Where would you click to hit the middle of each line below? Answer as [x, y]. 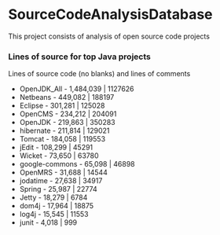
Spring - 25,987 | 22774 [58, 189]
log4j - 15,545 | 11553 [54, 215]
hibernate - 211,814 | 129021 [64, 130]
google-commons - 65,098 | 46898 [77, 164]
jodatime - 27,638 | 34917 [61, 181]
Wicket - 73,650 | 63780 [59, 156]
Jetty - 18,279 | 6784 [53, 197]
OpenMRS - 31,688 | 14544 [64, 173]
